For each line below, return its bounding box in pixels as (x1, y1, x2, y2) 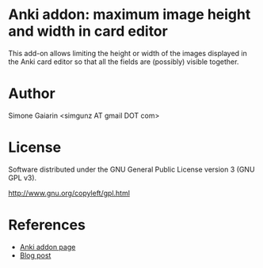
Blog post (19, 251, 51, 260)
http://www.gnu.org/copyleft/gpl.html (8, 188, 131, 198)
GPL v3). (8, 172, 37, 183)
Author (8, 85, 55, 103)
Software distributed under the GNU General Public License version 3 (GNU (8, 164, 255, 174)
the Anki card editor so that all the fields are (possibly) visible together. (8, 57, 239, 66)
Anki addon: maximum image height (8, 6, 251, 24)
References (8, 216, 86, 234)
